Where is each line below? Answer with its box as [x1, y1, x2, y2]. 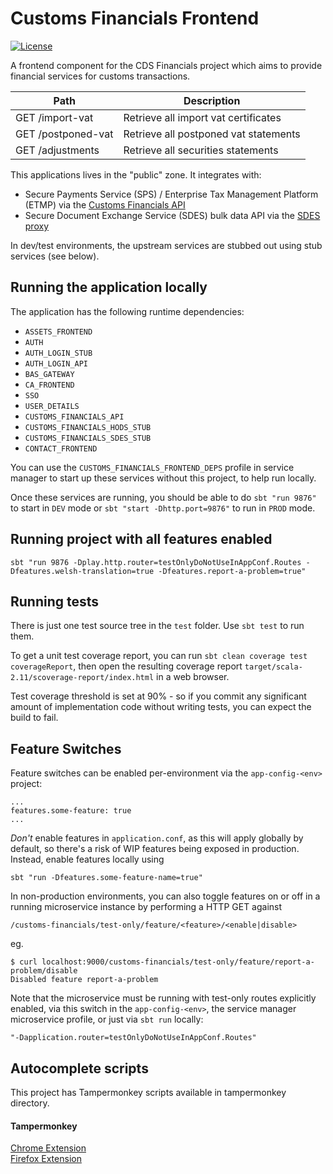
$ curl [10, 957, 38, 967]
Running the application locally [10, 279, 208, 296]
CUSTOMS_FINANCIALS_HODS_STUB [24, 422, 152, 432]
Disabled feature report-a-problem [10, 975, 159, 985]
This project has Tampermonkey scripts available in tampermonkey [10, 1087, 287, 1098]
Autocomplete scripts [10, 1060, 149, 1077]
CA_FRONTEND [24, 380, 75, 390]
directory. [10, 1097, 50, 1109]
